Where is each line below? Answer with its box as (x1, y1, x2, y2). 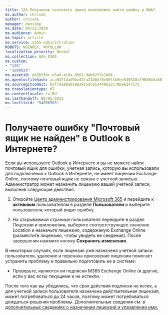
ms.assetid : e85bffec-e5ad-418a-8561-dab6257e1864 (5, 73, 113, 78)
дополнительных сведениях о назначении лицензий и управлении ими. (5, 304, 158, 310)
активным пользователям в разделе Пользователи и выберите (12, 201, 150, 208)
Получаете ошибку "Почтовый (5, 122, 140, 133)
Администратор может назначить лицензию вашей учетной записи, (5, 181, 151, 187)
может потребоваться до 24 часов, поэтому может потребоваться (5, 293, 149, 299)
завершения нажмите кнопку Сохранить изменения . (12, 238, 127, 244)
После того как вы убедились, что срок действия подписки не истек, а (5, 283, 157, 289)
